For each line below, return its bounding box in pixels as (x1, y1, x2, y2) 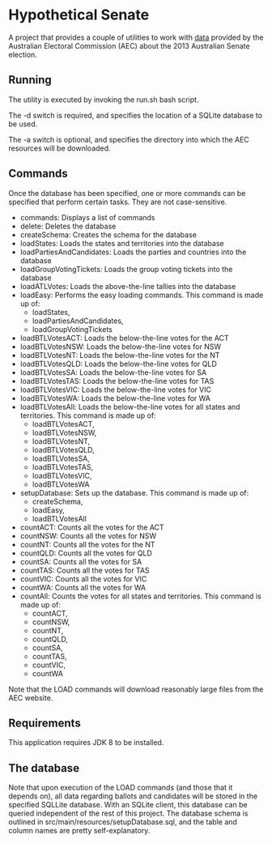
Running (8, 73, 53, 87)
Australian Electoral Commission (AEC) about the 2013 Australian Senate (8, 40, 250, 50)
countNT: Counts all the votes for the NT (19, 539, 155, 549)
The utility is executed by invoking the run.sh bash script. (8, 95, 199, 104)
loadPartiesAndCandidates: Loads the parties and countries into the (19, 247, 247, 257)
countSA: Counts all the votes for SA (19, 556, 142, 566)
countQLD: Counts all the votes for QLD (19, 548, 152, 558)
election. (8, 49, 38, 59)
